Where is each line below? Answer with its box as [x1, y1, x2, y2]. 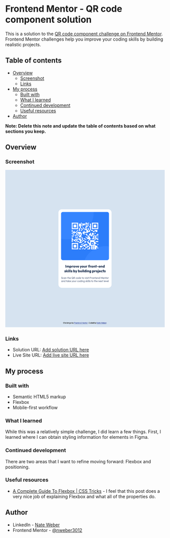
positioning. [5, 464, 30, 470]
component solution [5, 14, 92, 25]
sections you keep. [5, 128, 47, 134]
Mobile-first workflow [12, 404, 58, 410]
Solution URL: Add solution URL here [12, 347, 90, 353]
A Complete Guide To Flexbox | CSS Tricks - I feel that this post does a [12, 488, 160, 494]
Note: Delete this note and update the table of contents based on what [5, 123, 156, 129]
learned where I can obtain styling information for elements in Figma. [5, 434, 149, 440]
